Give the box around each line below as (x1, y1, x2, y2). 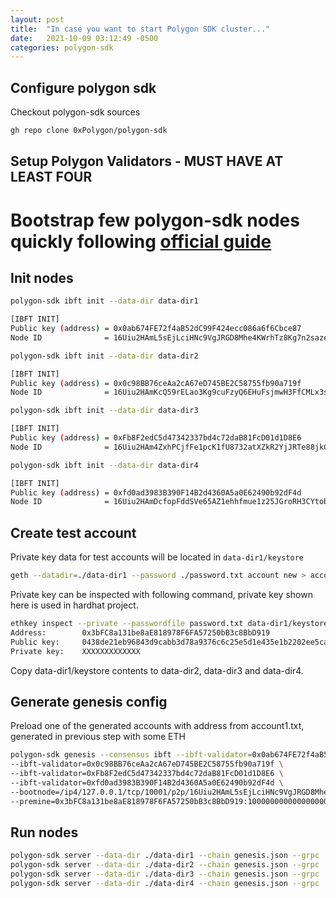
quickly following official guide (10, 230, 272, 253)
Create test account (10, 524, 137, 541)
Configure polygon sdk (10, 79, 157, 96)
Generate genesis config (10, 693, 168, 710)
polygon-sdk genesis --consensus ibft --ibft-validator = (10, 750, 253, 760)
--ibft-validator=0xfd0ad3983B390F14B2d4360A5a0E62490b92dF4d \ (10, 777, 284, 788)
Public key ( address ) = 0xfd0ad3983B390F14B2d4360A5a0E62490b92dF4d (10, 487, 302, 498)
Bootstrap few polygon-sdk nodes (10, 209, 300, 231)
